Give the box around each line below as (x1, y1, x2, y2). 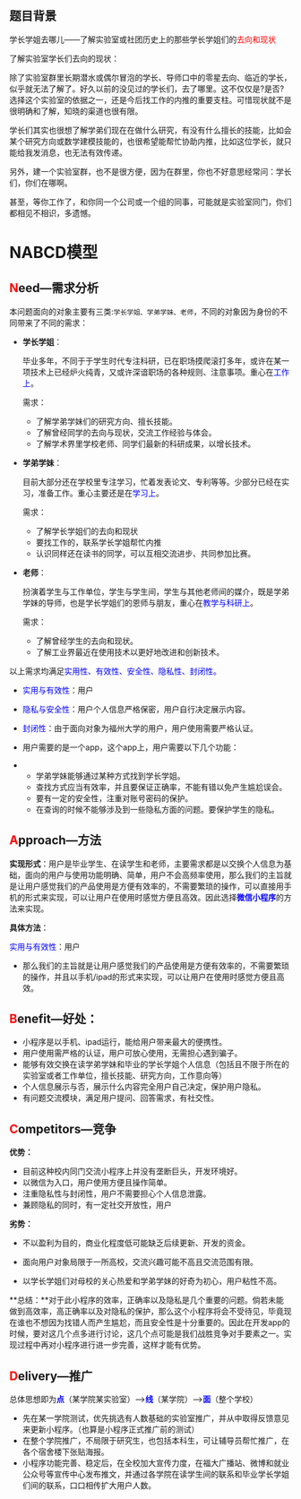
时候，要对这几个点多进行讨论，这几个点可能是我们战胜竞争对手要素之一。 (9, 1329, 284, 1340)
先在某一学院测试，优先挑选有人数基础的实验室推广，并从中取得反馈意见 (21, 1413, 289, 1424)
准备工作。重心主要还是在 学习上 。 (38, 487, 164, 498)
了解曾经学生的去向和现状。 (35, 635, 139, 646)
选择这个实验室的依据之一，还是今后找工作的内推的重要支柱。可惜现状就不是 (9, 94, 292, 105)
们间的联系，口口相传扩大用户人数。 (21, 1480, 157, 1491)
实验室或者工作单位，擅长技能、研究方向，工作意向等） (21, 1070, 227, 1081)
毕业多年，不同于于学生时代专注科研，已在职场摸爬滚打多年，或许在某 (21, 355, 282, 366)
